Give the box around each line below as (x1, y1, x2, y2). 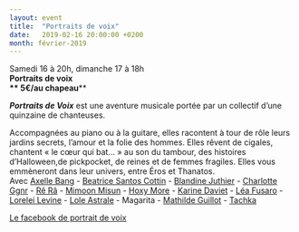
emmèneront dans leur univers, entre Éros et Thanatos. (9, 166, 216, 177)
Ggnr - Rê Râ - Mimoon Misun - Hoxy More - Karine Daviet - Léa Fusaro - (9, 185, 284, 196)
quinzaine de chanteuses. (9, 110, 106, 121)
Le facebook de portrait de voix (9, 212, 127, 223)
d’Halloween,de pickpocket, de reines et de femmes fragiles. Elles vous (9, 156, 276, 168)
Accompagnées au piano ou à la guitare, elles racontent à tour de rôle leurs (9, 128, 291, 139)
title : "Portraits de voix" (9, 22, 120, 31)
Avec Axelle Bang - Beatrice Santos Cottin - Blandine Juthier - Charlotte (9, 176, 278, 187)
